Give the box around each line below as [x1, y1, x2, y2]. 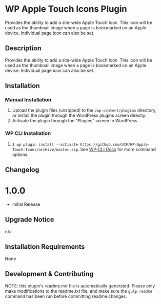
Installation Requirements [5, 243, 85, 251]
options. [12, 152, 29, 157]
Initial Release [12, 201, 40, 207]
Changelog [5, 166, 40, 174]
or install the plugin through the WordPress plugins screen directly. [12, 112, 146, 118]
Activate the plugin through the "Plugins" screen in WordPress [12, 118, 138, 124]
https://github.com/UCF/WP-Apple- [80, 142, 150, 147]
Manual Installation [5, 96, 52, 103]
